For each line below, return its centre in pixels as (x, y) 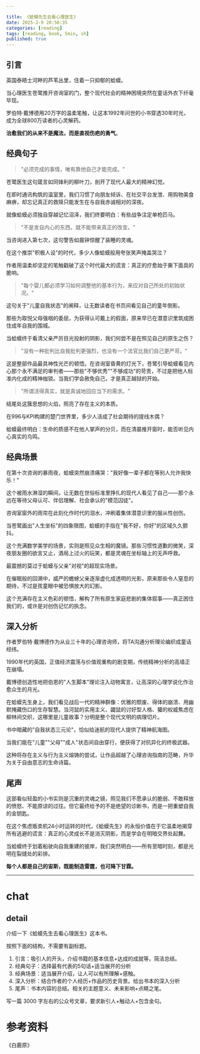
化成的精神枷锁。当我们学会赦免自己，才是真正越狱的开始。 (89, 378)
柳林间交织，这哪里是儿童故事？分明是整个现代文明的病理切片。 (84, 717)
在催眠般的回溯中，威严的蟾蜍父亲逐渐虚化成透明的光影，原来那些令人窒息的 (100, 578)
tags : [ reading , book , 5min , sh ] (48, 33)
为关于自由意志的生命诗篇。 (40, 763)
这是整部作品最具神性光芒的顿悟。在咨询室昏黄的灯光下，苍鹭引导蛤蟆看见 (97, 363)
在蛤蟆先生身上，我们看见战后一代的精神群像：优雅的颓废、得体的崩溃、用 (97, 702)
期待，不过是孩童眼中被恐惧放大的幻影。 (56, 586)
